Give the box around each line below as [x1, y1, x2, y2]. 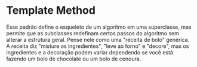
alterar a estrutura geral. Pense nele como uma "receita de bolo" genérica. [6, 36, 190, 43]
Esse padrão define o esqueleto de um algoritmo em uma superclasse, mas [6, 23, 192, 31]
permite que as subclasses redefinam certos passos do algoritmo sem [6, 29, 179, 36]
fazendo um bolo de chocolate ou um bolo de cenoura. [6, 55, 141, 62]
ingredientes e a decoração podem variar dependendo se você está [6, 48, 173, 56]
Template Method [6, 4, 96, 17]
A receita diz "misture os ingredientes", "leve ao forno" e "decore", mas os [6, 42, 189, 50]
